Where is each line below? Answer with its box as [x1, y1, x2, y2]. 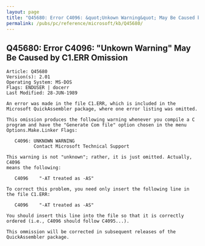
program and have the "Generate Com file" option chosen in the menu [6, 122, 187, 128]
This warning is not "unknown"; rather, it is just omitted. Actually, [6, 154, 192, 161]
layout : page [6, 9, 40, 15]
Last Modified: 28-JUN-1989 [6, 90, 78, 96]
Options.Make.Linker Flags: [6, 128, 78, 134]
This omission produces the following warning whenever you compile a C [6, 117, 195, 123]
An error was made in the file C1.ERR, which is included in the [6, 101, 176, 107]
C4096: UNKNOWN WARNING [14, 138, 75, 144]
